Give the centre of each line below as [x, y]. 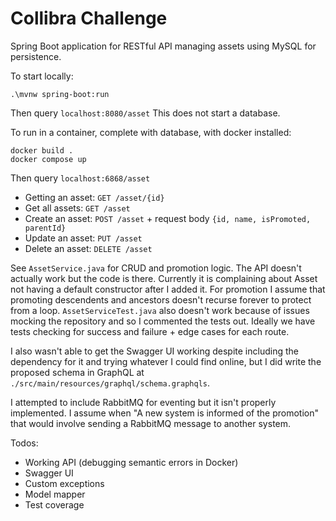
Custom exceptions [64, 483]
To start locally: [42, 76]
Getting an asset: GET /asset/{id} [94, 197]
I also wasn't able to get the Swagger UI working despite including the [154, 351]
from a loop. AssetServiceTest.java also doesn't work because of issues [160, 310]
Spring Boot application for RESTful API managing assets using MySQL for [163, 46]
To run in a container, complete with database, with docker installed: [151, 132]
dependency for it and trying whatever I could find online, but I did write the [166, 361]
